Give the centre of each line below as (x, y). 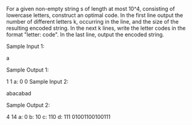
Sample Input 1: (25, 46)
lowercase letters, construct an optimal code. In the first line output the (95, 15)
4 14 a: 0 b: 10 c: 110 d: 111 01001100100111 (58, 117)
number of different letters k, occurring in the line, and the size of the (92, 22)
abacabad (19, 93)
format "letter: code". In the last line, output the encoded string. (85, 35)
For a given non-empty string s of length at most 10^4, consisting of (91, 9)
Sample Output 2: (28, 105)
